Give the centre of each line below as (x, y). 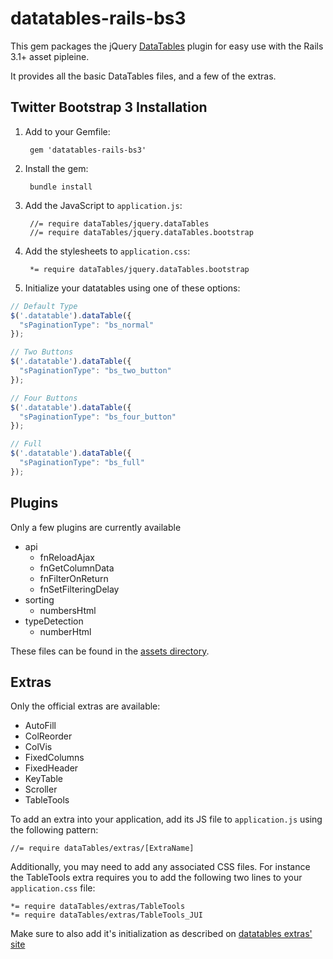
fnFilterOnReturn (74, 578)
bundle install (61, 187)
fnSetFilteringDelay (79, 589)
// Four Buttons (44, 398)
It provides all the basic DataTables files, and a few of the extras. (143, 76)
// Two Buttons (42, 352)
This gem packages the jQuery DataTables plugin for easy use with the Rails (167, 46)
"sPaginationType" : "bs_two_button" (95, 371)
